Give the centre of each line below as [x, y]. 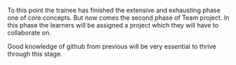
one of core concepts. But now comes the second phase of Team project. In [118, 18]
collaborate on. [29, 32]
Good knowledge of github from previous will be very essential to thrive [112, 46]
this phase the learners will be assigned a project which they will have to [113, 25]
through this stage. [35, 54]
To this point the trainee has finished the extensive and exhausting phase [114, 10]
